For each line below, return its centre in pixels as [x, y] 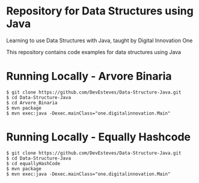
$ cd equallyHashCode [33, 163]
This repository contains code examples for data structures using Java [94, 52]
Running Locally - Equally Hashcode [99, 137]
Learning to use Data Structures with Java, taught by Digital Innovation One [99, 40]
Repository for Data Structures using [100, 11]
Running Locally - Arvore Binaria [89, 76]
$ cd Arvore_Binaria [32, 103]
